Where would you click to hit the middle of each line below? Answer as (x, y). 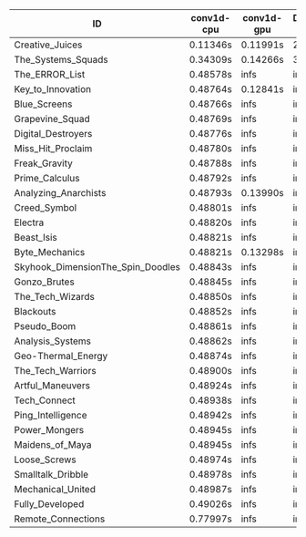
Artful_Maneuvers (52, 385)
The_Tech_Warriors (56, 371)
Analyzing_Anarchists (60, 193)
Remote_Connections (60, 519)
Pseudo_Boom (45, 326)
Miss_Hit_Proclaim (53, 148)
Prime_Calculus (47, 178)
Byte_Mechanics (50, 252)
